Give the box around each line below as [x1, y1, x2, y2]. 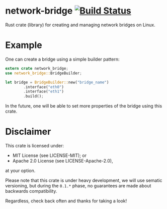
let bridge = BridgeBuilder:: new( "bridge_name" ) [5, 80, 109, 85]
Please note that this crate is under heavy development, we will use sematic [5, 177, 162, 184]
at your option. [5, 168, 36, 174]
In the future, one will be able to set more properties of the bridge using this [5, 103, 162, 109]
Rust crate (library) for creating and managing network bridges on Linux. [5, 22, 155, 28]
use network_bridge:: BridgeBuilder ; [5, 71, 82, 76]
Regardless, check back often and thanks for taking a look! [5, 198, 127, 204]
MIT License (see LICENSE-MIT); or [12, 152, 87, 159]
